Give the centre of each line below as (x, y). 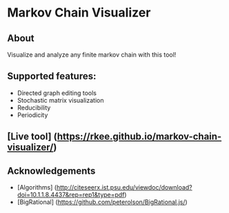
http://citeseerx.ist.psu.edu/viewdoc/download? (125, 187)
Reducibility (34, 108)
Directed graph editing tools (57, 93)
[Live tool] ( (32, 137)
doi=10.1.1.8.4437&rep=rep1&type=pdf (71, 195)
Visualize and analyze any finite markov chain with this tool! (92, 54)
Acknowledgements (51, 171)
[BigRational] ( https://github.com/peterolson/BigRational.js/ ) (102, 202)
